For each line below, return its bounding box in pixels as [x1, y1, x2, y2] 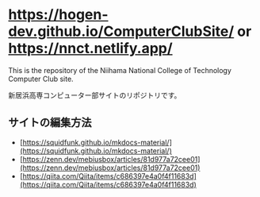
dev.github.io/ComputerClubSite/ [8, 22, 235, 41]
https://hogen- [8, 6, 109, 24]
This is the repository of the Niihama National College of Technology [8, 65, 232, 75]
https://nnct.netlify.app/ [8, 40, 173, 57]
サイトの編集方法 [8, 116, 92, 129]
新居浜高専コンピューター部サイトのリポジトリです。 [8, 90, 182, 100]
